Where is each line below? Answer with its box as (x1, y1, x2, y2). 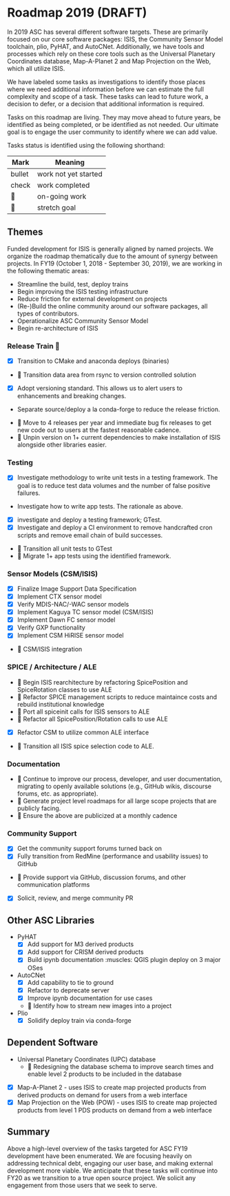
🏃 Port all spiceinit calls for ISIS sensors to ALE (17, 707, 150, 716)
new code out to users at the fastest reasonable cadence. (17, 426, 181, 434)
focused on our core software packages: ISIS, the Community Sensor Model (7, 35, 224, 43)
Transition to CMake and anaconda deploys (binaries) (17, 357, 170, 365)
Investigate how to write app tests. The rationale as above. (17, 502, 183, 510)
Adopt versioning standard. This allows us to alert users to (17, 384, 183, 393)
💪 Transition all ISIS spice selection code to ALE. (17, 742, 154, 750)
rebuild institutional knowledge (17, 700, 105, 708)
